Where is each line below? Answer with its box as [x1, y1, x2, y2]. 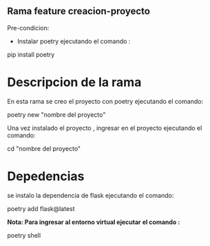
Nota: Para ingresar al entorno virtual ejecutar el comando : [7, 218, 180, 226]
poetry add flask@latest [7, 204, 75, 212]
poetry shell [7, 231, 41, 239]
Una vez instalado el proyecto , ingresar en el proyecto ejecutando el [7, 124, 202, 132]
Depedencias [7, 168, 85, 184]
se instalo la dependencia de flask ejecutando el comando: [7, 191, 174, 199]
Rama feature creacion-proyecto [7, 5, 150, 17]
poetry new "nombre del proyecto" [7, 110, 106, 119]
